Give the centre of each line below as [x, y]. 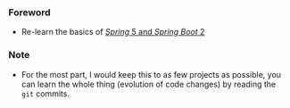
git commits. [46, 93]
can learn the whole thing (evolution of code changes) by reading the [149, 84]
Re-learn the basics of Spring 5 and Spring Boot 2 [113, 32]
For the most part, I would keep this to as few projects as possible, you [151, 74]
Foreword [29, 12]
